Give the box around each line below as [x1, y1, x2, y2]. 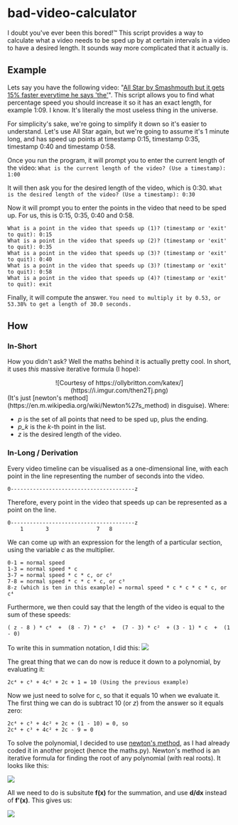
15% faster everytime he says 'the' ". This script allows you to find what [7, 90, 215, 99]
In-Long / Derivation [7, 448, 78, 458]
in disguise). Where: [171, 401, 229, 410]
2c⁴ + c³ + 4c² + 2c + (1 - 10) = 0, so [7, 720, 129, 727]
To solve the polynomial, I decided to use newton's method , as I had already [7, 738, 230, 747]
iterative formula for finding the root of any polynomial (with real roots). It [7, 753, 222, 762]
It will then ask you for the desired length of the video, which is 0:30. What [7, 183, 222, 192]
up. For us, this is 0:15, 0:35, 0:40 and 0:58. [7, 211, 134, 220]
